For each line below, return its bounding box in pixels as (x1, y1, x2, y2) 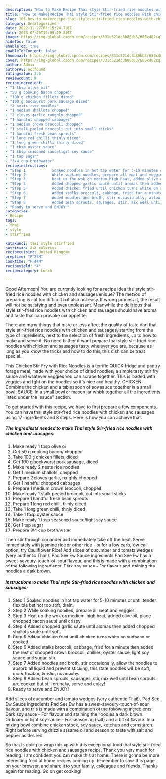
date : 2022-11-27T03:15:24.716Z (5, 26, 72, 31)
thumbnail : (5, 53, 28, 58)
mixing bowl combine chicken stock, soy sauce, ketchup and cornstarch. (5, 722, 154, 728)
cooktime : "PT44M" (5, 259, 43, 264)
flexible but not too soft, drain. (12, 602, 74, 608)
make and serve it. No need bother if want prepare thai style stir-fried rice (5, 337, 156, 343)
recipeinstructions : (5, 163, 48, 168)
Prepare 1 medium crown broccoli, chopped (12, 485, 101, 491)
